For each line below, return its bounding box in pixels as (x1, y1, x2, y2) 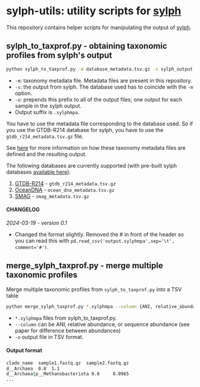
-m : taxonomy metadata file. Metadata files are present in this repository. (14, 77, 192, 84)
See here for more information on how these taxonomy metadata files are (6, 144, 186, 151)
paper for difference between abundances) (14, 327, 121, 334)
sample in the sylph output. (14, 102, 82, 109)
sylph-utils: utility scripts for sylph (6, 4, 182, 18)
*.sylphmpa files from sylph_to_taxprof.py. (14, 314, 117, 322)
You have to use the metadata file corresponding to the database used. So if (6, 120, 193, 127)
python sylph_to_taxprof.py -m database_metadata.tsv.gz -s (6, 66, 159, 72)
